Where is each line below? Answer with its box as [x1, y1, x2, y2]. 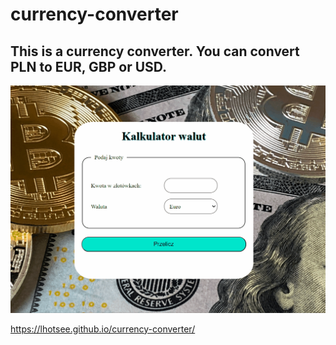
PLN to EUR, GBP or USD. [10, 58, 168, 75]
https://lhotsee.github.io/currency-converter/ [10, 323, 196, 335]
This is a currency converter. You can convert [10, 43, 300, 60]
